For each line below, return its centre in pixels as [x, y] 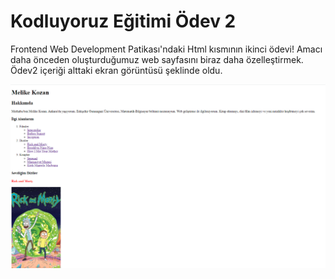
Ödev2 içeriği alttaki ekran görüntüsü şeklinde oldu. [116, 70]
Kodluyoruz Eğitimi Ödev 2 [123, 21]
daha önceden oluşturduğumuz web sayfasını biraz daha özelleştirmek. [157, 59]
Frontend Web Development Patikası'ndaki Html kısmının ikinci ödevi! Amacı [166, 49]
